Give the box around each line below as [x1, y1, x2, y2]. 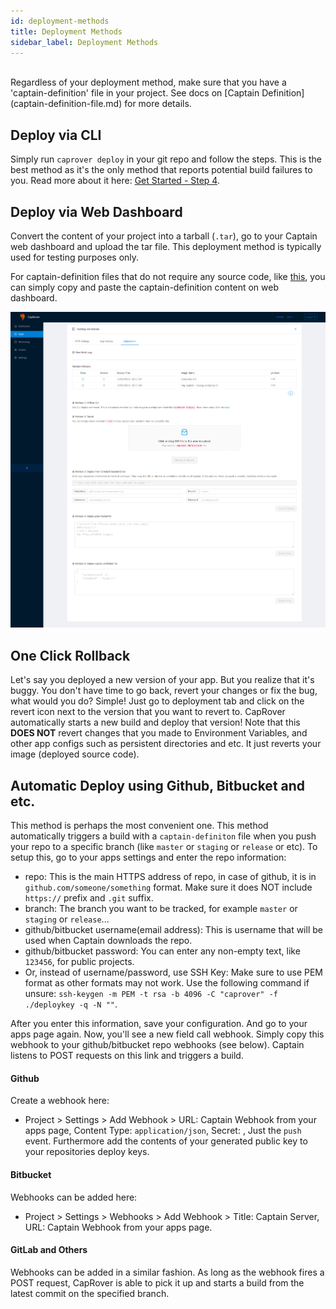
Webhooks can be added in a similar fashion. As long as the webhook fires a [10, 1266, 325, 1278]
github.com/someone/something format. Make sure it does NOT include [24, 881, 313, 894]
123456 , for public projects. [24, 956, 135, 968]
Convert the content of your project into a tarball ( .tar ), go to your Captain [10, 230, 318, 242]
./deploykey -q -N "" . [24, 998, 118, 1010]
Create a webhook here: [10, 1095, 110, 1107]
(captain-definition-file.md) [10, 98, 123, 110]
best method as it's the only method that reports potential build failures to [10, 164, 313, 176]
